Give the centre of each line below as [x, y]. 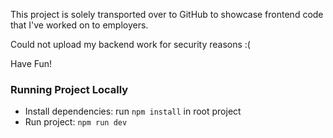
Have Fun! [31, 63]
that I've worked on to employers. [79, 25]
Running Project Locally [69, 89]
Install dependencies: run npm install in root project [133, 111]
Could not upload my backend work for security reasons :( [130, 44]
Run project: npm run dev [76, 122]
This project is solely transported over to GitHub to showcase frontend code [167, 14]
